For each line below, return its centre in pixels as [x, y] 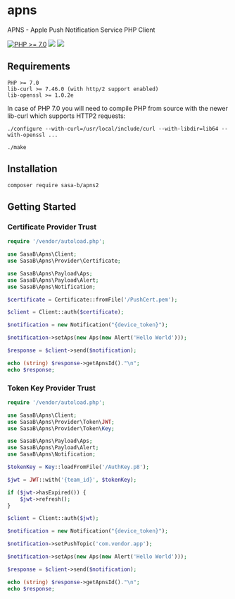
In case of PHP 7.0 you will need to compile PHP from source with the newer [118, 108]
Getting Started [42, 207]
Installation [32, 169]
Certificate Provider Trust [52, 227]
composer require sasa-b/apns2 [53, 185]
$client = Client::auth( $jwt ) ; [53, 518]
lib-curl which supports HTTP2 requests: [66, 116]
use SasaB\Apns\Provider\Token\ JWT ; [61, 422]
